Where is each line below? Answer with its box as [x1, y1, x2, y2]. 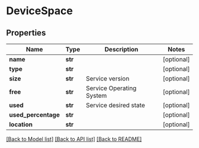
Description [104, 46, 139, 53]
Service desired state [85, 101, 145, 109]
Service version [85, 75, 130, 82]
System [85, 92, 107, 99]
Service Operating [85, 84, 137, 92]
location [9, 120, 33, 128]
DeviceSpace [6, 4, 73, 18]
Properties [6, 28, 46, 38]
